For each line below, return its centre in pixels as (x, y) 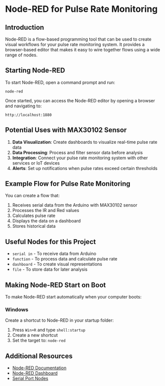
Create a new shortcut (35, 335)
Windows (17, 309)
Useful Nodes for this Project (51, 241)
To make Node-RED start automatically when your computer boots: (73, 297)
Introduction (25, 27)
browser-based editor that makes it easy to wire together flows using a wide (83, 50)
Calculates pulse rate (34, 215)
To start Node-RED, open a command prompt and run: (60, 82)
